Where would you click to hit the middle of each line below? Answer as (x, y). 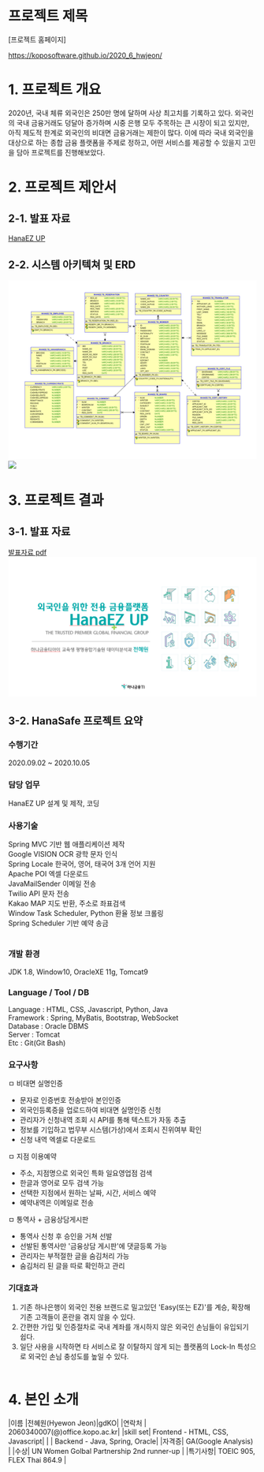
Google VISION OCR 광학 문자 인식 (63, 854)
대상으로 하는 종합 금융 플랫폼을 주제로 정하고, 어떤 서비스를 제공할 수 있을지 (125, 142)
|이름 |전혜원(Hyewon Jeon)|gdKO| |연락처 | (78, 1423)
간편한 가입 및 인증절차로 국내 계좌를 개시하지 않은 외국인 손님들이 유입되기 (134, 1327)
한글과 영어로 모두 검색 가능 (62, 1183)
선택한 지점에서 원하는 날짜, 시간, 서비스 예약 (88, 1193)
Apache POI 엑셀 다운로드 (48, 874)
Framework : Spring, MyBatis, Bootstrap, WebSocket (93, 1018)
